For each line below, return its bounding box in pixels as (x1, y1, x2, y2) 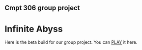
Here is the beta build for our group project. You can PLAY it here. (4, 39, 138, 45)
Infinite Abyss (4, 23, 63, 34)
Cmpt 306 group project (4, 4, 80, 12)
